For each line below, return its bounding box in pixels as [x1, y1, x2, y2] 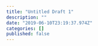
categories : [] [6, 25, 44, 32]
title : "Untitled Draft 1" [6, 8, 74, 15]
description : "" [6, 14, 47, 20]
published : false [6, 31, 50, 37]
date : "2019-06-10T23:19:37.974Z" [6, 20, 93, 26]
